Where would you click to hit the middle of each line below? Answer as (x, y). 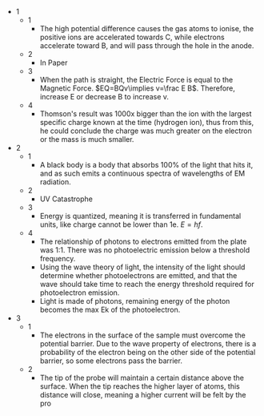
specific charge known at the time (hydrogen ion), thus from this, (147, 122)
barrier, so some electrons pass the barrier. (111, 361)
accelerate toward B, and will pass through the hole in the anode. (147, 46)
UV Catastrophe (66, 199)
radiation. (56, 182)
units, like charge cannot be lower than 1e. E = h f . (121, 224)
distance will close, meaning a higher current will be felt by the (143, 395)
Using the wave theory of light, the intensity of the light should (142, 267)
